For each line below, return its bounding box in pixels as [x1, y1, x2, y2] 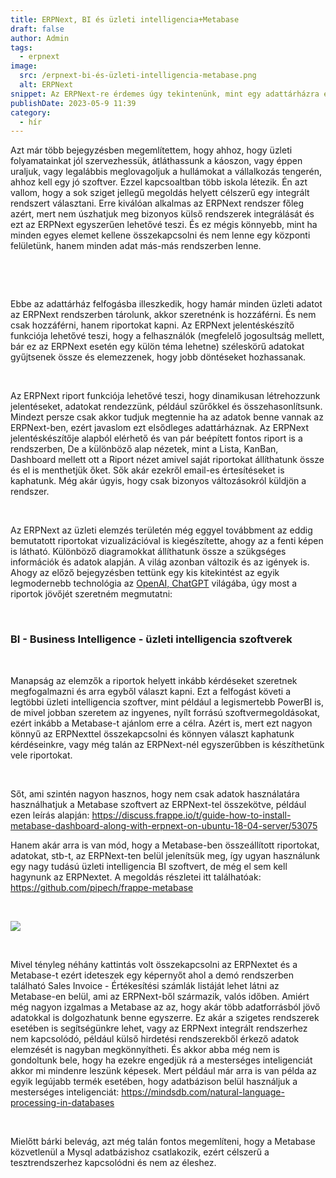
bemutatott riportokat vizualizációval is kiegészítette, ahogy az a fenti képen [10, 535, 324, 547]
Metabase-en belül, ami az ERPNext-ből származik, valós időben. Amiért [10, 990, 310, 1002]
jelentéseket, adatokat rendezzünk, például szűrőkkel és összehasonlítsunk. [10, 401, 323, 413]
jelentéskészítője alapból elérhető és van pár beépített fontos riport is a [10, 432, 303, 445]
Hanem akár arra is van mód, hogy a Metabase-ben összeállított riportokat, [10, 839, 320, 851]
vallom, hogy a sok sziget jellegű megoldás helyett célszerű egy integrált [10, 187, 310, 199]
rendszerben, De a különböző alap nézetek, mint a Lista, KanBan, [10, 443, 279, 455]
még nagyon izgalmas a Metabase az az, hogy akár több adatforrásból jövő [10, 1001, 321, 1013]
